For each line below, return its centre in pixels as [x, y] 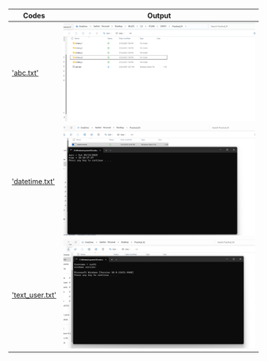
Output [159, 15]
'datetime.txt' [33, 181]
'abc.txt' [25, 73]
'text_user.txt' [34, 295]
